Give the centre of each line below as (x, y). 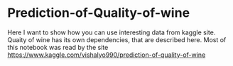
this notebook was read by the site (58, 47)
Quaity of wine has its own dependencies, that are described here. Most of (117, 39)
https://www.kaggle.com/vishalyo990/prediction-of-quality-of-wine (107, 55)
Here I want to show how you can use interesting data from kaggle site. (112, 32)
